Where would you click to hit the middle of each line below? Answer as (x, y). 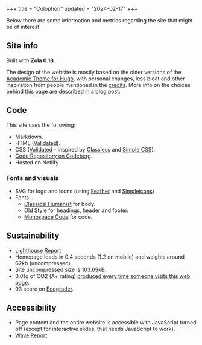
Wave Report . (32, 335)
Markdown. (29, 137)
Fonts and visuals (33, 178)
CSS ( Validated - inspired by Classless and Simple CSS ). (85, 149)
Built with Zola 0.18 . (31, 60)
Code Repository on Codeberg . (54, 156)
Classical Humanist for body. (60, 204)
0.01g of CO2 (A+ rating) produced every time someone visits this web (103, 276)
